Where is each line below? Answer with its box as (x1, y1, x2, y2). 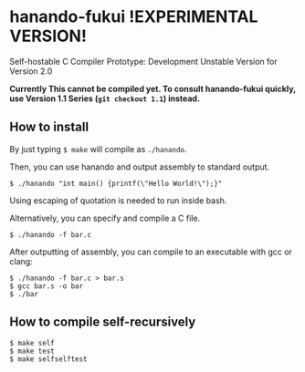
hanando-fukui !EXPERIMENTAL (9, 6, 258, 27)
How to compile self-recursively (9, 315, 196, 330)
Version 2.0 (9, 66, 53, 77)
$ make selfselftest (9, 354, 89, 364)
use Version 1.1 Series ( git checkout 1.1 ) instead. (9, 93, 201, 104)
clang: (9, 255, 34, 266)
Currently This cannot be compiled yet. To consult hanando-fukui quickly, (9, 83, 297, 94)
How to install (9, 119, 89, 135)
